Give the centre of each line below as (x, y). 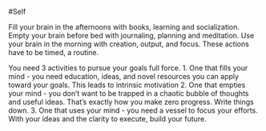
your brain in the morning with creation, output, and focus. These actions (129, 44)
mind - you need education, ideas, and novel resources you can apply (123, 76)
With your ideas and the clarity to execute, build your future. (107, 119)
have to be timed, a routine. (53, 52)
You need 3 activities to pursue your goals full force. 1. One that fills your (128, 68)
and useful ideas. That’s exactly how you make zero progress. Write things (131, 102)
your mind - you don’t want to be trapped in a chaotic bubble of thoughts (129, 93)
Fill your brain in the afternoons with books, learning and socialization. (124, 27)
